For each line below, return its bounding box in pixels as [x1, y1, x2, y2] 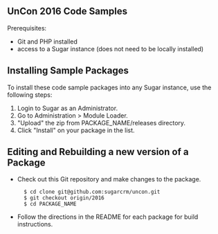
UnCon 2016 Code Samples [7, 6, 128, 17]
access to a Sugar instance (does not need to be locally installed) [17, 44, 204, 53]
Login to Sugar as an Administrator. [17, 104, 118, 112]
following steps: [7, 90, 53, 99]
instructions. [17, 220, 53, 228]
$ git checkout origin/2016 [24, 195, 105, 201]
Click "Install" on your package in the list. [17, 126, 135, 134]
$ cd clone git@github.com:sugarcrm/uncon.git [24, 188, 161, 196]
